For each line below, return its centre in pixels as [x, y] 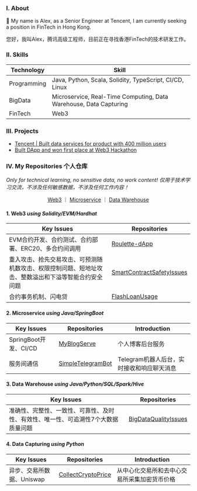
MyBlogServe [77, 344]
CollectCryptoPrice [85, 474]
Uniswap [33, 479]
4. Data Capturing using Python [45, 444]
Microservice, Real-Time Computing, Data [110, 97]
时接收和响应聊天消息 [147, 368]
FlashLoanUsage [134, 297]
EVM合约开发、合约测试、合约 [51, 240]
